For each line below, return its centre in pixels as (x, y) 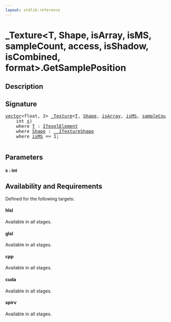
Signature (21, 104)
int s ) (24, 121)
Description (24, 86)
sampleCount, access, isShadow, (77, 46)
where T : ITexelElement (47, 126)
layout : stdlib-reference (33, 10)
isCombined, (33, 57)
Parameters (24, 157)
